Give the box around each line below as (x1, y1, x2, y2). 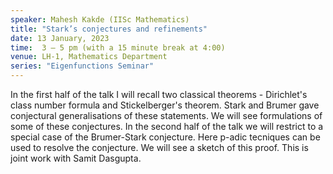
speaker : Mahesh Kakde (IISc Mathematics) (10, 14, 190, 25)
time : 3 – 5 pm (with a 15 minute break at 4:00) (10, 42, 226, 53)
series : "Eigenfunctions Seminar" (10, 61, 155, 71)
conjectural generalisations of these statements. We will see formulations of (10, 110, 323, 121)
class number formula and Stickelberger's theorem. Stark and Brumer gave (10, 99, 320, 111)
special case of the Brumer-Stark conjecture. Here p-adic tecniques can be (10, 131, 321, 143)
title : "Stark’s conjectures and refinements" (10, 24, 208, 34)
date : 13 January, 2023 (10, 33, 110, 43)
